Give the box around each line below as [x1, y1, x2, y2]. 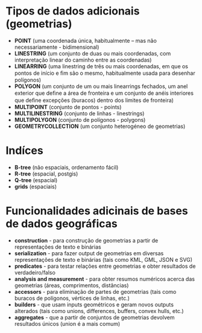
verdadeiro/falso [14, 268, 55, 276]
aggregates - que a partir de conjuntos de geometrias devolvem [14, 314, 175, 321]
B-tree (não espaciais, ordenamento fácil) [14, 163, 119, 171]
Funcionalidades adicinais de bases [5, 204, 188, 218]
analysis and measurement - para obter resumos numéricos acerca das [14, 275, 195, 282]
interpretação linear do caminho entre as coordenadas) [14, 56, 152, 63]
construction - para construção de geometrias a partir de [14, 236, 159, 244]
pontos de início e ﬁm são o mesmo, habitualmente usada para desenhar [14, 69, 195, 77]
